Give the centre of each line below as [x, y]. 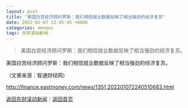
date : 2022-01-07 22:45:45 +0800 [47, 22]
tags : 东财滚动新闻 [27, 33]
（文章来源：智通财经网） [37, 75]
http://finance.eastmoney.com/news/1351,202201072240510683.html [90, 87]
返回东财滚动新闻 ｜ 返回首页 [40, 99]
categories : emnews [30, 28]
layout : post [22, 11]
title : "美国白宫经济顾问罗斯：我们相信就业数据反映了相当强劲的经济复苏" [86, 17]
